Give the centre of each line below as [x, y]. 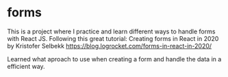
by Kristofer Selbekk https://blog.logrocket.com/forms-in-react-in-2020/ [110, 46]
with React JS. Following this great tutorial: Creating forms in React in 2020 [113, 38]
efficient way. [26, 66]
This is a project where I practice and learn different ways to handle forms [111, 31]
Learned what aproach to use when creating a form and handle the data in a [114, 59]
